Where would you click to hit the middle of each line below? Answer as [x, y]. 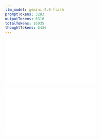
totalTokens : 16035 [25, 23]
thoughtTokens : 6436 [26, 28]
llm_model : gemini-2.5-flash [34, 10]
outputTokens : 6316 [25, 19]
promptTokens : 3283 [25, 14]
